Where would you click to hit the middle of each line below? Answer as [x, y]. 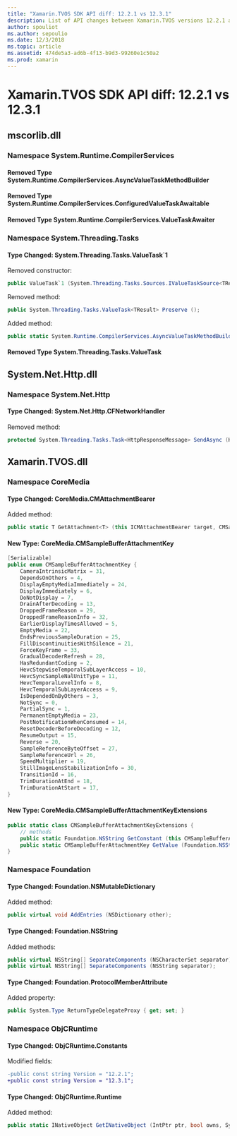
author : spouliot [33, 27]
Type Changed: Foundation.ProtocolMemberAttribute [87, 982]
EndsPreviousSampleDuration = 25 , [71, 637]
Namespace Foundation [49, 870]
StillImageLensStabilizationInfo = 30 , [79, 768]
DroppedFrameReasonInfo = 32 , [65, 617]
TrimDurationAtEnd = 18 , [56, 781]
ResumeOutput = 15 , [49, 735]
